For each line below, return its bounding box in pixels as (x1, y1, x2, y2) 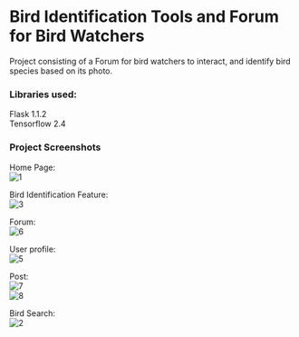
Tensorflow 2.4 (9, 118, 66, 129)
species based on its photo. (9, 65, 113, 76)
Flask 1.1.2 (9, 109, 47, 120)
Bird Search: (9, 307, 56, 319)
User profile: (9, 243, 56, 254)
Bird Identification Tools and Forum (9, 6, 279, 27)
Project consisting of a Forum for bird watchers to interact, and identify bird (9, 55, 292, 66)
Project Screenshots (9, 141, 101, 154)
